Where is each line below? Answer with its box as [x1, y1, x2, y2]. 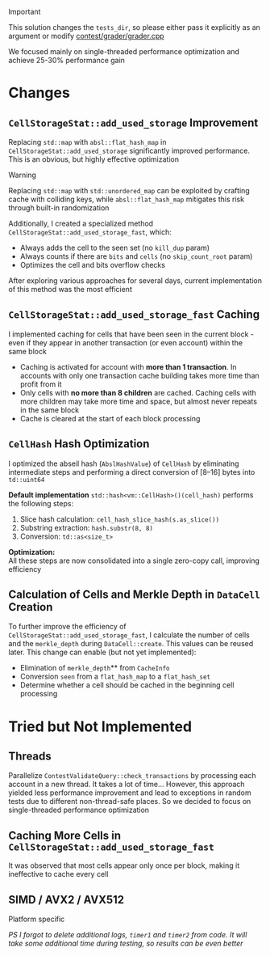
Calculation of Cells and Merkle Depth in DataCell [8, 588, 260, 602]
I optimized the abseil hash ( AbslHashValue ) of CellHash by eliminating [8, 459, 239, 468]
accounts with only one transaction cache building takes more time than [19, 370, 260, 380]
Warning [8, 170, 36, 180]
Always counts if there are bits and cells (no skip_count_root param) [19, 252, 253, 261]
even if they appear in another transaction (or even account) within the [8, 337, 243, 347]
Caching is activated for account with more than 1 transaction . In [19, 362, 237, 371]
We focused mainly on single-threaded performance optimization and [8, 47, 240, 56]
